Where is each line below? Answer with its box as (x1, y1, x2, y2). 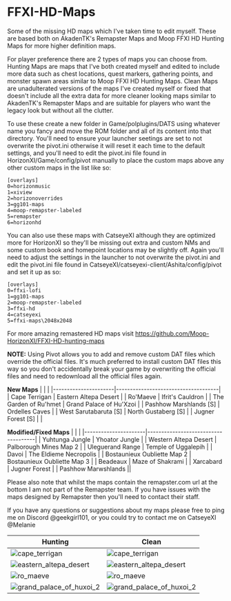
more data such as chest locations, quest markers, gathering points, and (7, 70, 213, 78)
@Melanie (7, 520, 36, 529)
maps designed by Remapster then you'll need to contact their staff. (7, 492, 200, 500)
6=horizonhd (7, 218, 41, 226)
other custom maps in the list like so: (7, 163, 112, 172)
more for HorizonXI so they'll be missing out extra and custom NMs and (7, 238, 210, 247)
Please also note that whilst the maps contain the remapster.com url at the (7, 478, 218, 486)
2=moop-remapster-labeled (7, 299, 81, 306)
